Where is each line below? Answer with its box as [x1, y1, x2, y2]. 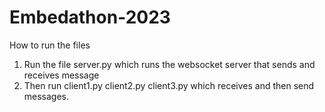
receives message [23, 69, 100, 81]
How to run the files [9, 39, 91, 51]
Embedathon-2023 [9, 6, 171, 29]
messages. [23, 90, 70, 102]
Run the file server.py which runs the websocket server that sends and [23, 58, 316, 70]
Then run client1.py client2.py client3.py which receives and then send [23, 79, 315, 91]
